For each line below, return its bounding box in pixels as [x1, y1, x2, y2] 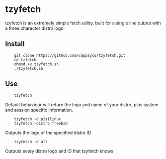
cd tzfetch [14, 57, 37, 62]
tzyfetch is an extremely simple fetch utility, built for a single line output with [5, 20, 161, 26]
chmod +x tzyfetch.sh [14, 61, 59, 67]
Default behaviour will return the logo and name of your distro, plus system [5, 101, 159, 108]
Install [5, 40, 25, 48]
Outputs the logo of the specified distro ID [5, 130, 91, 136]
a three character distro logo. [5, 25, 65, 31]
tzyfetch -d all [14, 139, 48, 144]
